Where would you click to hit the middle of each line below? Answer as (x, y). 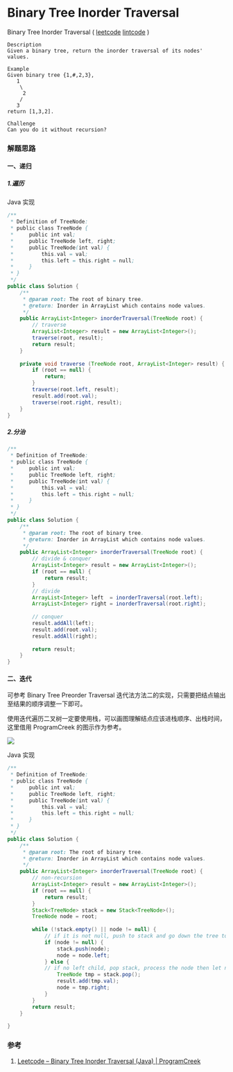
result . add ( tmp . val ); (88, 981)
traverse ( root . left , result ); (76, 390)
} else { (57, 962)
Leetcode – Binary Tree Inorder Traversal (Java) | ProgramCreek (109, 1061)
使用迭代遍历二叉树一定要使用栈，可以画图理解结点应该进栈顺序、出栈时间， (116, 719)
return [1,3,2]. (31, 111)
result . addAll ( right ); (65, 636)
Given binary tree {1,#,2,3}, (51, 75)
